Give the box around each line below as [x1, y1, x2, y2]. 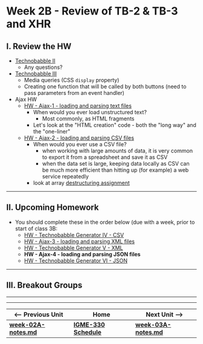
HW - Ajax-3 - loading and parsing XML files [24, 238, 135, 245]
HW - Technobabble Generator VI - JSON [24, 257, 128, 264]
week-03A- [135, 320, 172, 329]
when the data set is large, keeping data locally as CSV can [42, 160, 190, 167]
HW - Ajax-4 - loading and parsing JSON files [24, 250, 141, 258]
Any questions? [24, 63, 63, 71]
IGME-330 [73, 320, 105, 329]
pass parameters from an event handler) [24, 89, 125, 96]
